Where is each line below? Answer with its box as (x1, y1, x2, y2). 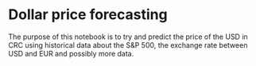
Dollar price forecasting (8, 6, 169, 24)
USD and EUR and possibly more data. (8, 49, 134, 58)
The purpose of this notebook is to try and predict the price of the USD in (8, 32, 248, 41)
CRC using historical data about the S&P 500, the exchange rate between (8, 40, 248, 49)
